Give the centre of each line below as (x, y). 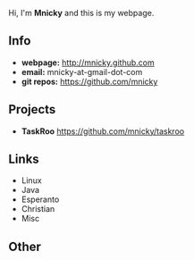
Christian (38, 209)
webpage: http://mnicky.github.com (88, 63)
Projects (32, 109)
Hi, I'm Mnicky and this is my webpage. (81, 13)
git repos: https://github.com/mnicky (89, 81)
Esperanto (40, 199)
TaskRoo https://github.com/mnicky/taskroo (103, 131)
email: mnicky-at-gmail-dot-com (82, 71)
